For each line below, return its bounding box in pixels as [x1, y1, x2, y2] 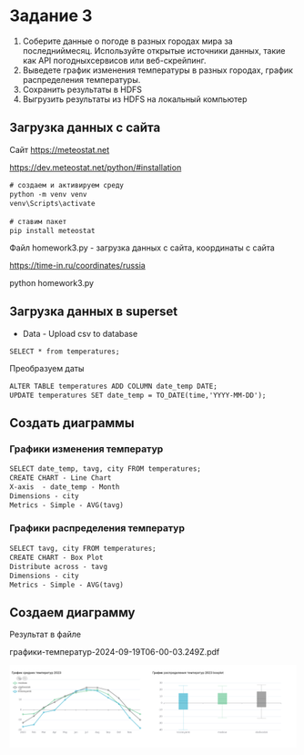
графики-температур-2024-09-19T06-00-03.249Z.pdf [9, 647, 220, 658]
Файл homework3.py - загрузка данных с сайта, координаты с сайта [9, 242, 275, 253]
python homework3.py [9, 277, 94, 288]
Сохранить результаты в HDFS [22, 84, 143, 95]
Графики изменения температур [9, 443, 164, 455]
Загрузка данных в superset [9, 304, 178, 320]
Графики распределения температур [9, 522, 185, 535]
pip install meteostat [9, 226, 96, 235]
